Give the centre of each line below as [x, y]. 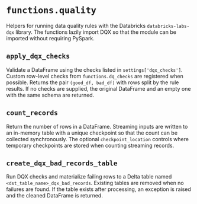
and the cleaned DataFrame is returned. [55, 196]
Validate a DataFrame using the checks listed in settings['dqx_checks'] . [94, 69]
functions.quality [51, 10]
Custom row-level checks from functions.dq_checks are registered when [95, 76]
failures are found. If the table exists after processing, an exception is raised [98, 189]
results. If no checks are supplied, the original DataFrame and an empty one [98, 88]
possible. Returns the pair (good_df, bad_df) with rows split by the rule [93, 82]
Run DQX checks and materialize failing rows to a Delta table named [89, 177]
